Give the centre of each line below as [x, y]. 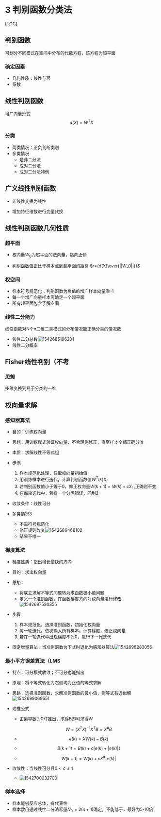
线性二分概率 [25, 345]
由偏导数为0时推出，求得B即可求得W [56, 719]
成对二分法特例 [34, 172]
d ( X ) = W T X [81, 122]
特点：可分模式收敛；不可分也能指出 [48, 672]
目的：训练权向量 [29, 432]
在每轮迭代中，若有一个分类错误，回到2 [59, 493]
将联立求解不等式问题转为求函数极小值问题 [62, 592]
